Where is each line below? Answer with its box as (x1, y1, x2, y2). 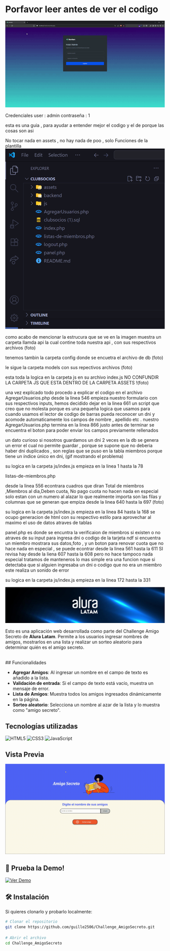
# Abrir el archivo (5, 935, 47, 940)
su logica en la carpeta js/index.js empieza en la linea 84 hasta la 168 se (5, 509, 155, 515)
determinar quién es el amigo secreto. (5, 644, 84, 650)
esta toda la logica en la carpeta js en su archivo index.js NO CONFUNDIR (5, 374, 159, 380)
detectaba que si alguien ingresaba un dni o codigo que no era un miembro (5, 562, 162, 568)
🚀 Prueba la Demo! (5, 864, 65, 872)
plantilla (5, 143, 22, 149)
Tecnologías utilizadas (5, 722, 78, 731)
